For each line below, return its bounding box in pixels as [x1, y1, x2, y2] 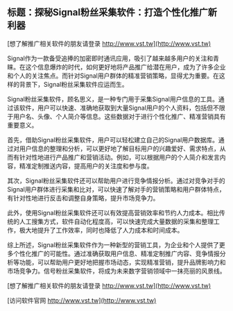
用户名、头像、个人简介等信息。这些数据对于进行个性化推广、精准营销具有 [12, 112, 226, 120]
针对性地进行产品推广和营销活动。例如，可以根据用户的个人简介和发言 [19, 153, 220, 161]
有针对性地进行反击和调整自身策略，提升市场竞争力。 [7, 194, 159, 202]
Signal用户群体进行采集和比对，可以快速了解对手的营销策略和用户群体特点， [7, 185, 225, 193]
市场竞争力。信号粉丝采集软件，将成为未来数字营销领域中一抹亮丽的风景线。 [7, 267, 226, 275]
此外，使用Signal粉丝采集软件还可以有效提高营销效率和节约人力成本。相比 [7, 208, 220, 217]
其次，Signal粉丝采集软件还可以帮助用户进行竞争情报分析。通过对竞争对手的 [7, 176, 225, 185]
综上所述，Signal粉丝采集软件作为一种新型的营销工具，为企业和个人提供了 [7, 240, 220, 249]
